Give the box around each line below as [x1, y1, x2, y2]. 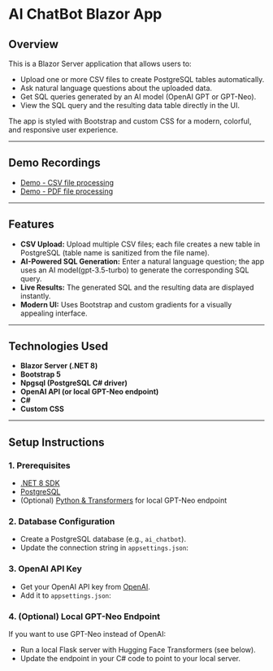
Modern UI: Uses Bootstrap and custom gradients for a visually [19, 299, 232, 309]
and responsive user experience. [8, 125, 119, 134]
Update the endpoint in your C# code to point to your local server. [19, 654, 241, 664]
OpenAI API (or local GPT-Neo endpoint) [19, 387, 159, 397]
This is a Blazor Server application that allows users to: [8, 59, 193, 68]
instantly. [19, 290, 51, 301]
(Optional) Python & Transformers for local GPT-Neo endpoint [19, 495, 227, 505]
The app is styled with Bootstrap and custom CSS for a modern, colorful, [8, 116, 252, 126]
